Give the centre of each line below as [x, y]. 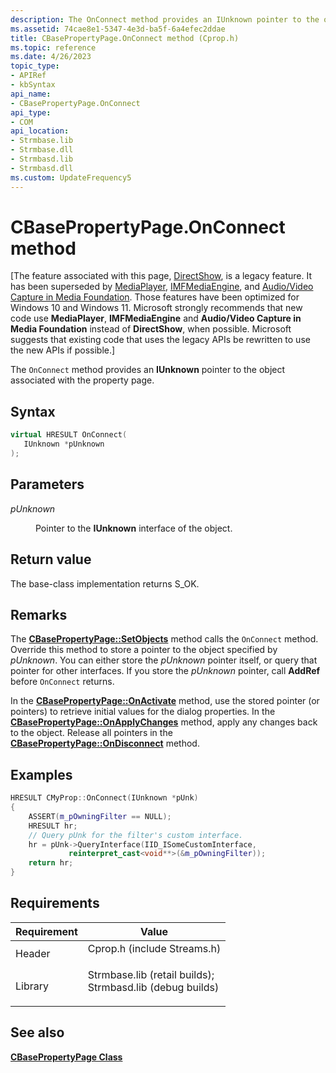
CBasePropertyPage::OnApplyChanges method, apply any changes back [164, 722]
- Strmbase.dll [42, 150]
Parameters [47, 484]
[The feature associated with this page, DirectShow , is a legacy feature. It [161, 276]
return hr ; [51, 863]
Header [33, 953]
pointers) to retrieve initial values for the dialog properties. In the [143, 712]
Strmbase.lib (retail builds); [151, 974]
